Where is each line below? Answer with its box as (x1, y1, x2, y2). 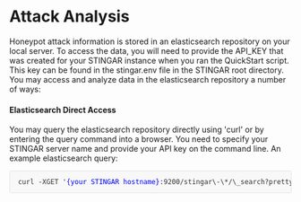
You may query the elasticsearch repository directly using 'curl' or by (9, 124, 264, 136)
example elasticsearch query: (9, 153, 118, 163)
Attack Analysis (9, 6, 130, 27)
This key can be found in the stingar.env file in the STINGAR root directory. (9, 65, 285, 75)
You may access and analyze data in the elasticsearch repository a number (9, 74, 287, 84)
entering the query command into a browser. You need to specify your (9, 134, 269, 145)
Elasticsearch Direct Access (9, 104, 116, 115)
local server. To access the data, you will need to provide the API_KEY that (9, 45, 284, 56)
